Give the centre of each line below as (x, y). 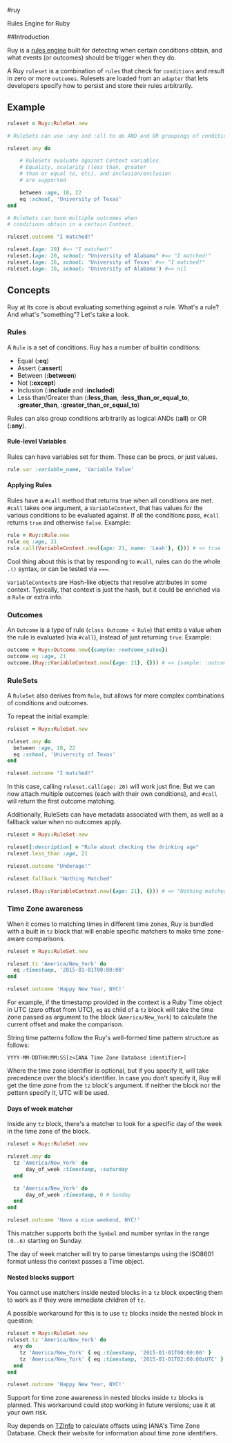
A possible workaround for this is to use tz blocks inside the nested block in (115, 1314)
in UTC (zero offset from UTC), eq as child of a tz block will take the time (110, 1010)
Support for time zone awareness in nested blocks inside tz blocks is (105, 1398)
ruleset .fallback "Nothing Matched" (60, 878)
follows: (18, 1045)
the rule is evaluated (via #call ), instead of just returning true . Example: (109, 637)
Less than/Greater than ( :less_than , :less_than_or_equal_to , (103, 397)
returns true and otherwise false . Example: (69, 523)
